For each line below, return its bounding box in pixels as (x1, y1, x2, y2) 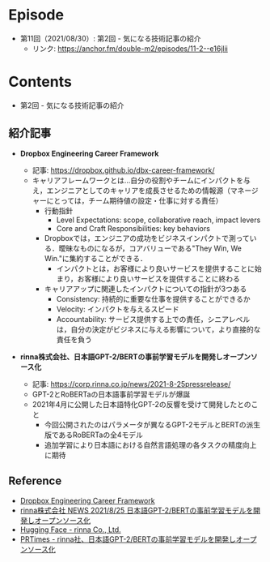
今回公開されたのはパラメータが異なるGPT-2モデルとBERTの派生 (44, 419, 261, 429)
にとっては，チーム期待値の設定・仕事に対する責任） (46, 195, 223, 205)
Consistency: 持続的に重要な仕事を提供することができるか (56, 294, 251, 303)
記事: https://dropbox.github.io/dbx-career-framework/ (32, 165, 215, 175)
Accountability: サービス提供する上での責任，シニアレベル (56, 314, 251, 324)
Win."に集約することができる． (44, 253, 147, 263)
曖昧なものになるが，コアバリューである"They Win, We (58, 243, 243, 253)
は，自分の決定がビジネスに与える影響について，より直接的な (56, 324, 261, 334)
